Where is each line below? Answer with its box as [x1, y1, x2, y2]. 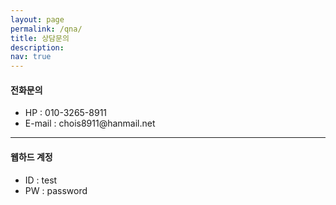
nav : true [10, 52, 52, 62]
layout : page [10, 14, 65, 25]
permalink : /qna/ [10, 24, 83, 34]
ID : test [24, 174, 58, 186]
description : [10, 42, 65, 53]
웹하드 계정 [10, 151, 53, 163]
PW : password [24, 184, 88, 196]
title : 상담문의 [10, 33, 70, 43]
